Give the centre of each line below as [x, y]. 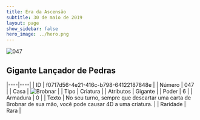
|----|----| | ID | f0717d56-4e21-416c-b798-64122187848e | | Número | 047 [100, 84]
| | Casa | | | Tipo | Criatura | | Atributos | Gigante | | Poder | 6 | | [99, 91]
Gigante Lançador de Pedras [61, 70]
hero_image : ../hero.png [38, 34]
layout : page [23, 23]
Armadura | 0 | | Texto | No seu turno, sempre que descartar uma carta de [99, 98]
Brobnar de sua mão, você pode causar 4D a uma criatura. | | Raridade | [96, 104]
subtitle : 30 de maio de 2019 [45, 17]
